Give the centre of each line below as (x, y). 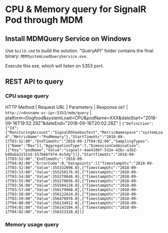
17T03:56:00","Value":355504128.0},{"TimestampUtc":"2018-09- (72, 185)
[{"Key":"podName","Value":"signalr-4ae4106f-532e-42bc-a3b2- (72, 150)
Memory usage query (32, 224)
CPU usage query (27, 96)
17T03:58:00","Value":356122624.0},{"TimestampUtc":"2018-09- (72, 194)
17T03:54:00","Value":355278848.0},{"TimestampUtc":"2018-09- (72, 177)
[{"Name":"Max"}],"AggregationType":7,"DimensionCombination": (73, 145)
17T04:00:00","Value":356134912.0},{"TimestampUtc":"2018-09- (72, 203)
